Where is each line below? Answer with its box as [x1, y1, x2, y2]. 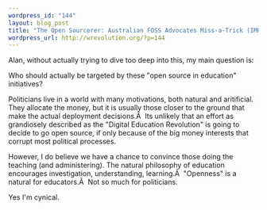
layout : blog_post [8, 19, 69, 27]
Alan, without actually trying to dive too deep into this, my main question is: [8, 55, 254, 65]
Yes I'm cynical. [8, 193, 60, 202]
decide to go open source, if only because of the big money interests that [8, 128, 249, 138]
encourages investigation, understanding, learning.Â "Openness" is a [8, 169, 237, 178]
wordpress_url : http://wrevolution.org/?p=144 [8, 33, 165, 42]
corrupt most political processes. [8, 136, 117, 147]
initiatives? [8, 79, 44, 89]
